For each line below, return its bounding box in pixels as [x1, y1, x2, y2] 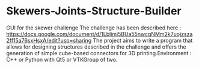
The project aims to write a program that [93, 37, 193, 44]
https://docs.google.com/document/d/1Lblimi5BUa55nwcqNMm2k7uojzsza [6, 30, 193, 37]
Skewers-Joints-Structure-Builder [6, 4, 182, 18]
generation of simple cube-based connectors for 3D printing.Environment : [6, 49, 192, 56]
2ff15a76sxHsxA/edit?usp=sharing [6, 37, 92, 44]
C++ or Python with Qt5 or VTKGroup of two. [6, 56, 118, 63]
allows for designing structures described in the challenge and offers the [6, 43, 186, 50]
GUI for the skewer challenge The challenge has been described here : [6, 24, 182, 31]
